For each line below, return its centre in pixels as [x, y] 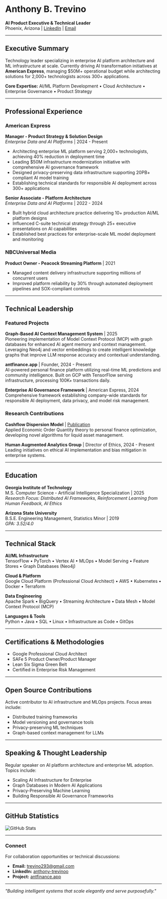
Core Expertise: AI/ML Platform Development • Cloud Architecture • [75, 86]
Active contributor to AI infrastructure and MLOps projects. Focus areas [78, 702]
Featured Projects [27, 323]
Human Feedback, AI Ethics [34, 503]
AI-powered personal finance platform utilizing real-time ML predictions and [83, 370]
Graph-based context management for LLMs [58, 732]
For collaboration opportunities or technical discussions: [63, 856]
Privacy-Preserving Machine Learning [51, 790]
